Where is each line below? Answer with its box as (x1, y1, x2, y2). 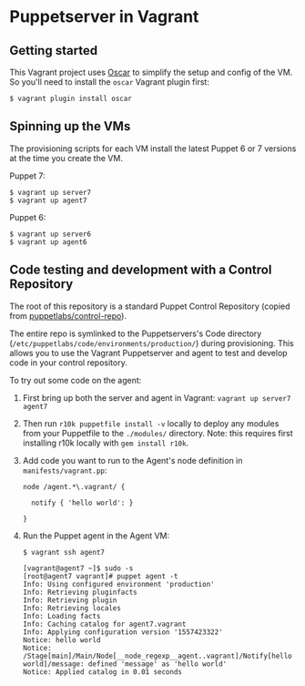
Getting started (9, 43, 98, 58)
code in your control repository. (9, 357, 127, 368)
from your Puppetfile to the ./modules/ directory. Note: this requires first (22, 427, 293, 438)
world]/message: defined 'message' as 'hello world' (22, 659, 228, 669)
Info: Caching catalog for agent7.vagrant (22, 619, 187, 629)
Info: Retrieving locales (22, 603, 121, 612)
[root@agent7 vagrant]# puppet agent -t (22, 571, 178, 580)
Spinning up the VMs (9, 118, 131, 134)
